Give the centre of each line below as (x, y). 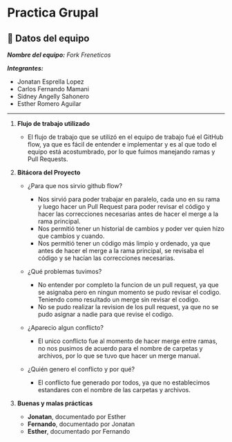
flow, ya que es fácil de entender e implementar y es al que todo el (122, 144)
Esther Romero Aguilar (49, 104)
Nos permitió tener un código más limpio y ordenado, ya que (124, 243)
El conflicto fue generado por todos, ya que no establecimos (124, 383)
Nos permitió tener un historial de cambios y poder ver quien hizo (131, 229)
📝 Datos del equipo (48, 38)
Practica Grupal (53, 13)
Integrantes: (25, 68)
